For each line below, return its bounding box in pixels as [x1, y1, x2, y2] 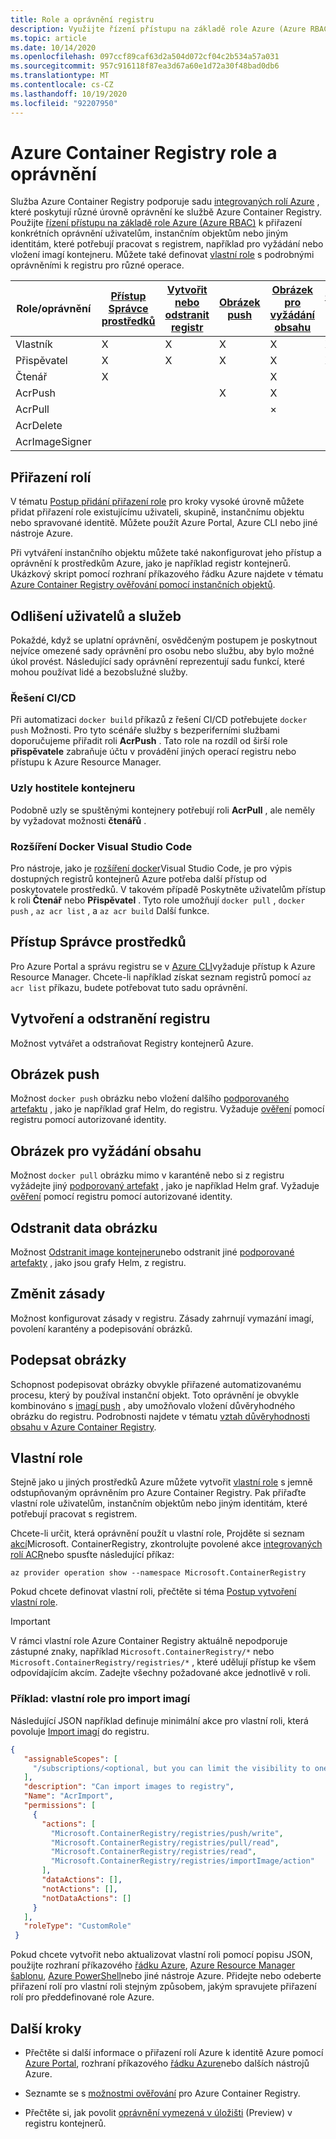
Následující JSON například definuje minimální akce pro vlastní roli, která [10, 1714, 309, 1726]
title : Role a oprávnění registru [10, 14, 155, 25]
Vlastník [15, 337, 53, 351]
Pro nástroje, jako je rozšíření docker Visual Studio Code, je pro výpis [10, 862, 293, 874]
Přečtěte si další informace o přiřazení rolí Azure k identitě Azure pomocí [24, 2046, 324, 2058]
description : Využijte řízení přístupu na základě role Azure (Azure [10, 24, 307, 34]
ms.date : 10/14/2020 [10, 42, 97, 53]
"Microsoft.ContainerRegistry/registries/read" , [50, 1847, 257, 1857]
